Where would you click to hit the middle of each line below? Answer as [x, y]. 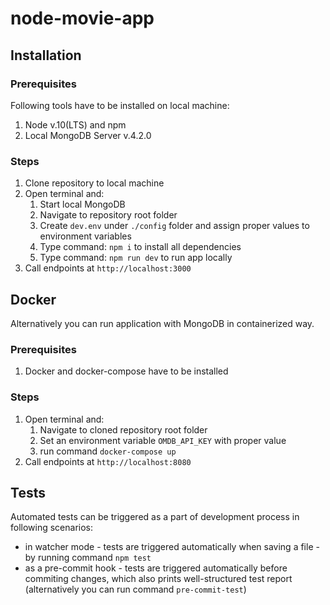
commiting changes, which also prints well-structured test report [158, 579]
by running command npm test [88, 558]
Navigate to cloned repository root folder [123, 429]
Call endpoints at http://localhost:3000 [108, 268]
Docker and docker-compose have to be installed [126, 371]
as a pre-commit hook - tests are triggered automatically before [156, 568]
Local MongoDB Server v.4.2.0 [88, 135]
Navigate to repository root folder [108, 215]
